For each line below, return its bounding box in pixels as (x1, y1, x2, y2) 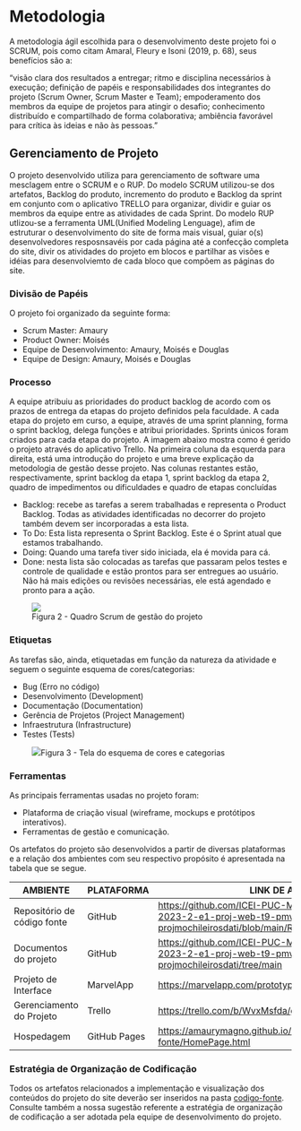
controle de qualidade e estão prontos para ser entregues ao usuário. (21, 566, 279, 577)
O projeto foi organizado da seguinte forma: (9, 307, 171, 319)
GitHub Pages (87, 1030, 146, 1042)
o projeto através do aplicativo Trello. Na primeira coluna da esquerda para (9, 444, 286, 454)
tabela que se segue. (9, 862, 87, 873)
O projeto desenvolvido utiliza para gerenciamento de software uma (9, 169, 260, 180)
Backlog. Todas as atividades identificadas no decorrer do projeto (21, 509, 266, 520)
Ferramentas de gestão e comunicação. (21, 826, 170, 837)
